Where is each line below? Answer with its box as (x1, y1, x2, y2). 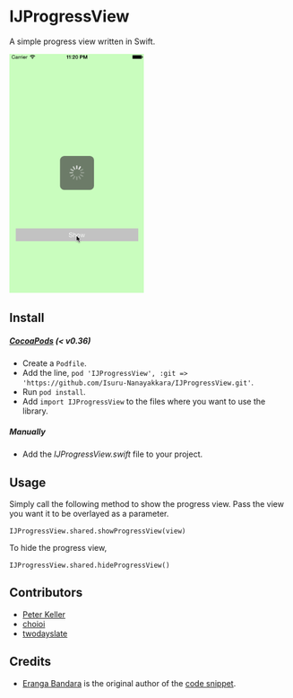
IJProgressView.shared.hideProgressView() (9, 561, 170, 571)
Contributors (9, 585, 83, 600)
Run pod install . (22, 387, 87, 397)
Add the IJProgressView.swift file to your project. (22, 449, 203, 459)
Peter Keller (22, 608, 65, 620)
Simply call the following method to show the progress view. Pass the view (9, 499, 285, 510)
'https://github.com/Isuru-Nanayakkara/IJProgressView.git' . (22, 377, 254, 388)
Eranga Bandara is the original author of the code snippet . (22, 677, 237, 688)
